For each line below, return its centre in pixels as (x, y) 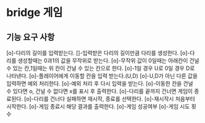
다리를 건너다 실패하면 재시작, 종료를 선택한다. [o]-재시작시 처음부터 (114, 99)
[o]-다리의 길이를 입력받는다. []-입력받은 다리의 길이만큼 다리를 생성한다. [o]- (98, 53)
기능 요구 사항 (31, 37)
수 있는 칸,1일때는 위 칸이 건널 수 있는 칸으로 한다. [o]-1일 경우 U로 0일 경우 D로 (101, 68)
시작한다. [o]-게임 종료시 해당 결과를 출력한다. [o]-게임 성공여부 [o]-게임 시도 (98, 106)
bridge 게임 (35, 13)
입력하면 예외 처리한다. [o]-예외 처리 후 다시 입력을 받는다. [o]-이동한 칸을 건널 (100, 84)
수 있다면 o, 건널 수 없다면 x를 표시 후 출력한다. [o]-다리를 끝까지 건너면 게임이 (99, 91)
